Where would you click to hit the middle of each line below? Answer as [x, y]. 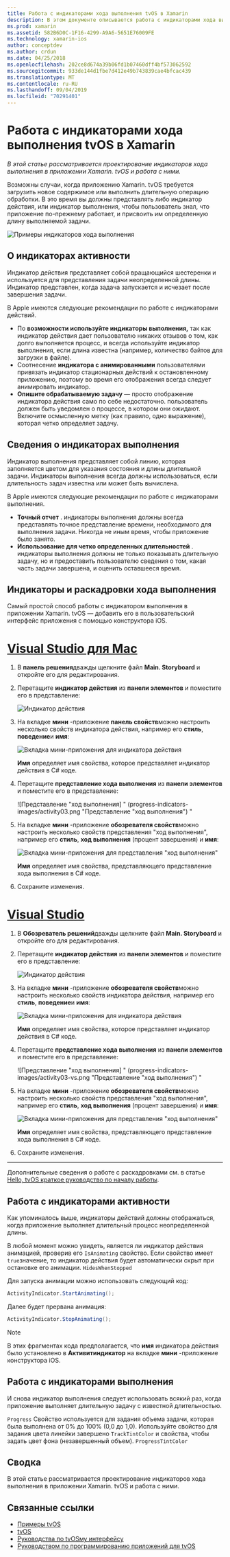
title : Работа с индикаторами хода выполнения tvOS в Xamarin [98, 13]
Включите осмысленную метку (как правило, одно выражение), [112, 415]
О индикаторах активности [69, 256]
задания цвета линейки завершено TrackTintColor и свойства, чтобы [108, 1433]
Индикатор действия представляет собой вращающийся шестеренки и [112, 273]
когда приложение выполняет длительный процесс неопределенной [108, 1225]
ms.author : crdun [32, 52]
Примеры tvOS [39, 1524]
